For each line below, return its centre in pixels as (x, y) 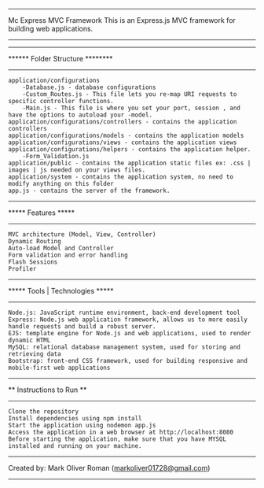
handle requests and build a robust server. (82, 327)
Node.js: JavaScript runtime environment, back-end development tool (125, 312)
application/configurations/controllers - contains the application (123, 122)
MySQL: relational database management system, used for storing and (125, 347)
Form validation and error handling (68, 255)
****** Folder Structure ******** (60, 59)
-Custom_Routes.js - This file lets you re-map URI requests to (130, 94)
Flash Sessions (33, 262)
